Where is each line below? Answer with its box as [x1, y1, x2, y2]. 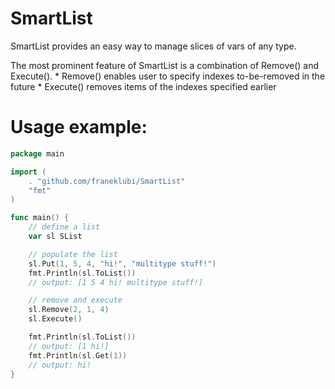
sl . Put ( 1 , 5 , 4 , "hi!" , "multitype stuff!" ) [28, 258, 217, 269]
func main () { [10, 213, 70, 223]
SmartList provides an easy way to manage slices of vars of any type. [10, 40, 297, 52]
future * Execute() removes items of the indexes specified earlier [10, 80, 277, 92]
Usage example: [10, 116, 148, 139]
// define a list [28, 222, 101, 232]
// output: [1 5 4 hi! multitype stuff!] [28, 277, 203, 287]
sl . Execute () [28, 314, 83, 324]
